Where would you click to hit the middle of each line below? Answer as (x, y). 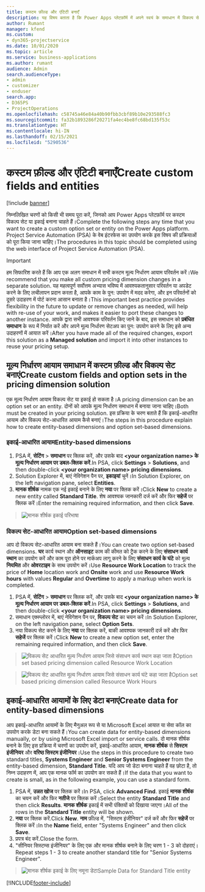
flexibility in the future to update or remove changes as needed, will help (97, 306)
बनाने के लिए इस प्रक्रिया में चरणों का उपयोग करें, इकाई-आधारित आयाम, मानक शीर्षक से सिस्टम (97, 746)
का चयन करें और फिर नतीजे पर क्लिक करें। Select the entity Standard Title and (103, 798)
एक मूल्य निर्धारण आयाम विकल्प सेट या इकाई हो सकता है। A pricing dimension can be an (100, 399)
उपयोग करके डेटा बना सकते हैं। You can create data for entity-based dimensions (99, 732)
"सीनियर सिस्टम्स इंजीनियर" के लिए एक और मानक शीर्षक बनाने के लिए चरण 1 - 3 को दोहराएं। (107, 845)
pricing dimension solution (58, 385)
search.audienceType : (34, 74)
